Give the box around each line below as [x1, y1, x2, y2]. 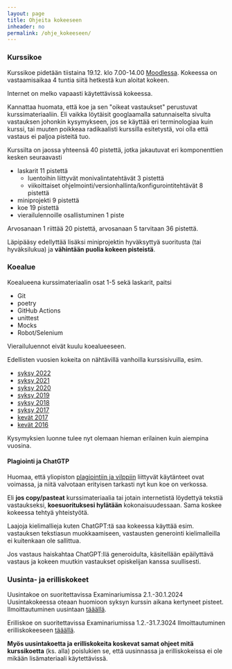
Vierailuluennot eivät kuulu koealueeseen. [7, 342, 127, 350]
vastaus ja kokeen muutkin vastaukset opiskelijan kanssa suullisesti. [7, 557, 202, 566]
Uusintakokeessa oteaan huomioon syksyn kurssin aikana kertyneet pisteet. [7, 598, 224, 606]
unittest [17, 313, 39, 322]
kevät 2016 [17, 420, 48, 429]
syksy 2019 [17, 390, 50, 399]
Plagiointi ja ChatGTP [7, 457, 70, 465]
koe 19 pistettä [17, 203, 60, 212]
